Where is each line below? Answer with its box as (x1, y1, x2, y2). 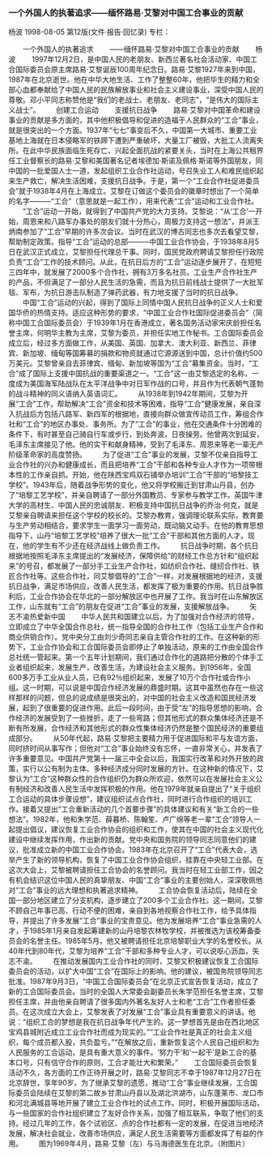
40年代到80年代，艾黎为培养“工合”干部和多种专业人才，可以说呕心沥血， (8, 946, 253, 956)
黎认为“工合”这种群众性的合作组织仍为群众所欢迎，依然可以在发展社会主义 (8, 774, 257, 784)
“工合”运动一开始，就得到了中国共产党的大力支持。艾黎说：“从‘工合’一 (22, 207, 256, 216)
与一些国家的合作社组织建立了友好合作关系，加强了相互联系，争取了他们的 (8, 1108, 257, 1118)
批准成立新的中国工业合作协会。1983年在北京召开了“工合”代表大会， (22, 845, 251, 854)
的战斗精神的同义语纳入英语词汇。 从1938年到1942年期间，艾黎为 (8, 389, 241, 399)
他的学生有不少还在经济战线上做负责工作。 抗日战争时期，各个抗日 (22, 541, 259, 550)
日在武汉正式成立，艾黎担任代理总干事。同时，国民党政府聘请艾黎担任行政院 (8, 247, 264, 257)
